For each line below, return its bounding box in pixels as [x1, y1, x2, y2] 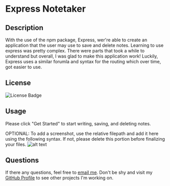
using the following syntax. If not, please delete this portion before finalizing [5, 136, 165, 142]
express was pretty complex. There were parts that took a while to [5, 48, 145, 54]
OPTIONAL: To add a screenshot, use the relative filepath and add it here [5, 130, 159, 137]
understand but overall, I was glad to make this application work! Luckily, [5, 53, 158, 59]
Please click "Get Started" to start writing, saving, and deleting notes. [5, 120, 151, 126]
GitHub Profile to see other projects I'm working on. [5, 175, 114, 181]
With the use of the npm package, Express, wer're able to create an [5, 37, 148, 43]
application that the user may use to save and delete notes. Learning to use [5, 42, 164, 48]
